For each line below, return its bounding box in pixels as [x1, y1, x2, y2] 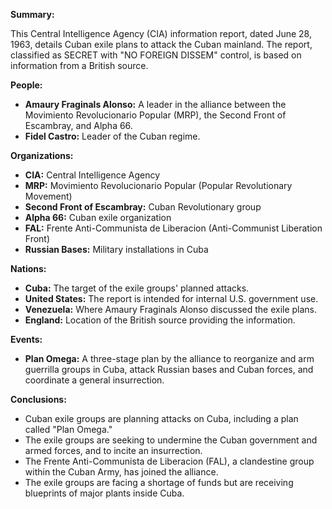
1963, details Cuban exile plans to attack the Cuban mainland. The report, [10, 39, 313, 50]
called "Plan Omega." [24, 424, 113, 435]
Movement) [24, 190, 73, 202]
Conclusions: [10, 394, 67, 405]
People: [10, 79, 43, 91]
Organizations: [10, 150, 74, 161]
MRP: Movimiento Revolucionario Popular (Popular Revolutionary [24, 180, 293, 191]
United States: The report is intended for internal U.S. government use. [24, 293, 319, 304]
